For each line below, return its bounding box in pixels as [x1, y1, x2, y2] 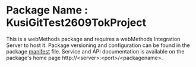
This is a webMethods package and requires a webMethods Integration [6, 35, 181, 42]
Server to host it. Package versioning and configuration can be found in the [6, 42, 190, 49]
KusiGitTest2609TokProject [6, 16, 147, 29]
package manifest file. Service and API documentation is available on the [6, 48, 185, 55]
